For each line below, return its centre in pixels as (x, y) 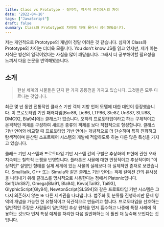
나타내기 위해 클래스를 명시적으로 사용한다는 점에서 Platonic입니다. (74, 178)
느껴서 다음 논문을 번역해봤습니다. (37, 61)
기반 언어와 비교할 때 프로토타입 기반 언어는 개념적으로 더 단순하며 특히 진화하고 (81, 131)
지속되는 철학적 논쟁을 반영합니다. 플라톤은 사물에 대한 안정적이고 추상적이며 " (79, 160)
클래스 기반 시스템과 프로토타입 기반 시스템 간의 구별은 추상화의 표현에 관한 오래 (81, 153)
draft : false (18, 23)
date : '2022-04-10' (25, 14)
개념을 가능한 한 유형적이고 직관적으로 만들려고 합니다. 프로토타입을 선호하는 (87, 201)
